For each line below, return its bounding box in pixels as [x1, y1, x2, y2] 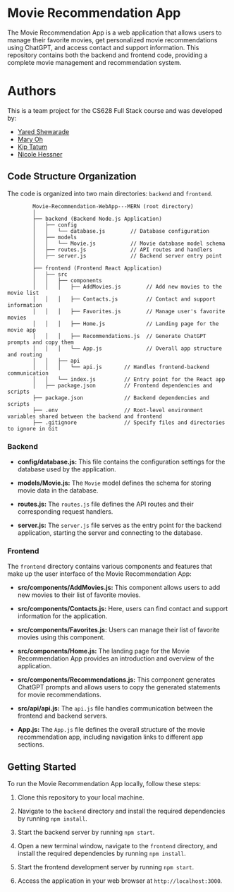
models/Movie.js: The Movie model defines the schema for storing [17, 478, 211, 487]
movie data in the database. [17, 486, 99, 495]
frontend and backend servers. [17, 711, 108, 721]
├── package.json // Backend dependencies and [32, 394, 210, 402]
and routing [7, 351, 42, 358]
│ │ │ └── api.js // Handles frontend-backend [32, 363, 210, 370]
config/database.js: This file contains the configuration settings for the [17, 457, 226, 466]
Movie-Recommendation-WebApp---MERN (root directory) [32, 203, 194, 210]
